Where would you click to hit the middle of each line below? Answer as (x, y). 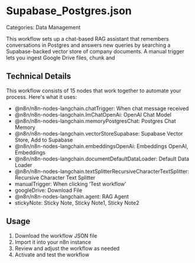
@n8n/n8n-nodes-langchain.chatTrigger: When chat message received (102, 108)
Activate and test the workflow (52, 254)
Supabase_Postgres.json (69, 11)
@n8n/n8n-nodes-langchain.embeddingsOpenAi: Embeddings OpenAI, (101, 146)
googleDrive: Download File (48, 190)
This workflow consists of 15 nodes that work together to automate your (94, 91)
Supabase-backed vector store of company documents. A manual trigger (95, 51)
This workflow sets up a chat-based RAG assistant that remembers (88, 39)
